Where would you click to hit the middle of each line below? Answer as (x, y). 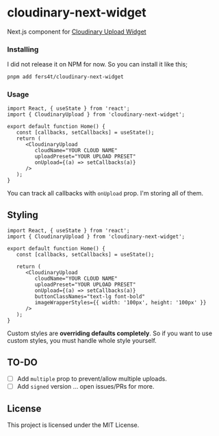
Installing (23, 49)
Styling (23, 215)
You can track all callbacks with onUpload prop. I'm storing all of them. (105, 193)
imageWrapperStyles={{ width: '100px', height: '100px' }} (120, 303)
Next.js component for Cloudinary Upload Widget (77, 32)
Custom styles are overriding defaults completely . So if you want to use (110, 333)
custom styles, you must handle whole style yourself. (82, 341)
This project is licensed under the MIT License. (73, 425)
